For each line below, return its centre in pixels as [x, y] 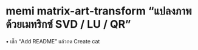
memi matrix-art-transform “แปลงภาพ [99, 11]
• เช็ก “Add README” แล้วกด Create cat [53, 41]
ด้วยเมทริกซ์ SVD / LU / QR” [68, 24]
